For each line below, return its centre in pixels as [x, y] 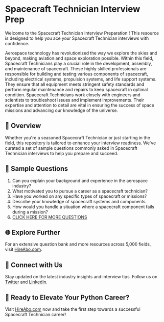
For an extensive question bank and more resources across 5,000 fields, [78, 244]
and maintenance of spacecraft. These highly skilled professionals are [76, 68]
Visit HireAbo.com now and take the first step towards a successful [73, 309]
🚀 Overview [23, 126]
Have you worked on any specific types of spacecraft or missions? [79, 196]
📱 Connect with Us [34, 265]
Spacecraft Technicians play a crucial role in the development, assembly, [79, 63]
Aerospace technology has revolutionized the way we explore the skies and [81, 53]
